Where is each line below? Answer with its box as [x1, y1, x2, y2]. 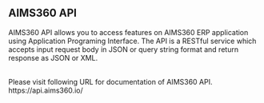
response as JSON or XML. [8, 53, 98, 62]
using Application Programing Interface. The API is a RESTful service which [8, 36, 257, 46]
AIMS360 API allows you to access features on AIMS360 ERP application [8, 27, 249, 37]
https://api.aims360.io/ [8, 85, 83, 95]
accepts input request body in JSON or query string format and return [8, 44, 238, 54]
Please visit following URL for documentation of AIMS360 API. [8, 77, 214, 86]
